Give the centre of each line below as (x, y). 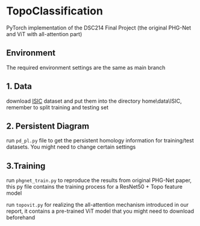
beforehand (21, 218)
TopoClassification (55, 11)
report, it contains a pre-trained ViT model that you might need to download (100, 211)
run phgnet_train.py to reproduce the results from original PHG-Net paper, (99, 180)
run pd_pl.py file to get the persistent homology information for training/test (100, 141)
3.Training (26, 166)
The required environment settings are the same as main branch (86, 67)
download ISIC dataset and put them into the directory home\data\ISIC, (94, 101)
